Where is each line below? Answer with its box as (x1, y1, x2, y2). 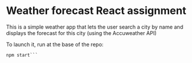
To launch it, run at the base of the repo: (6, 41, 104, 48)
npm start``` (6, 52, 38, 58)
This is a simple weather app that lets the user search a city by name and (6, 23, 184, 30)
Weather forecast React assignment (6, 4, 187, 17)
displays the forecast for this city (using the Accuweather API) (6, 29, 157, 36)
